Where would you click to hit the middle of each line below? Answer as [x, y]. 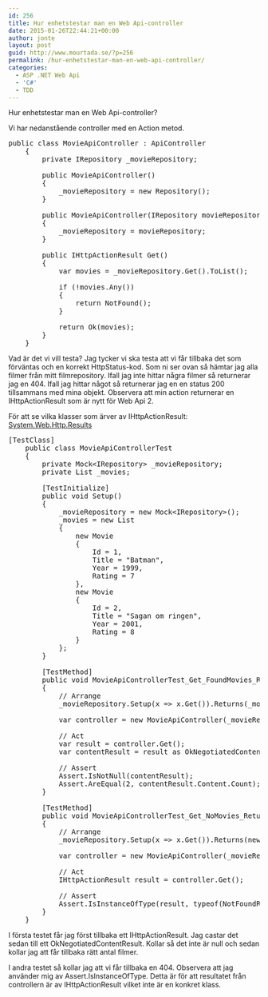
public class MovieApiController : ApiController [107, 144]
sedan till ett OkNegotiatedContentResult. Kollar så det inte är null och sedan [134, 943]
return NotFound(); [113, 303]
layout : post [30, 46]
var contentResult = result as [120, 752]
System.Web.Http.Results [50, 425]
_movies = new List [97, 520]
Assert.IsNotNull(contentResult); [126, 776]
